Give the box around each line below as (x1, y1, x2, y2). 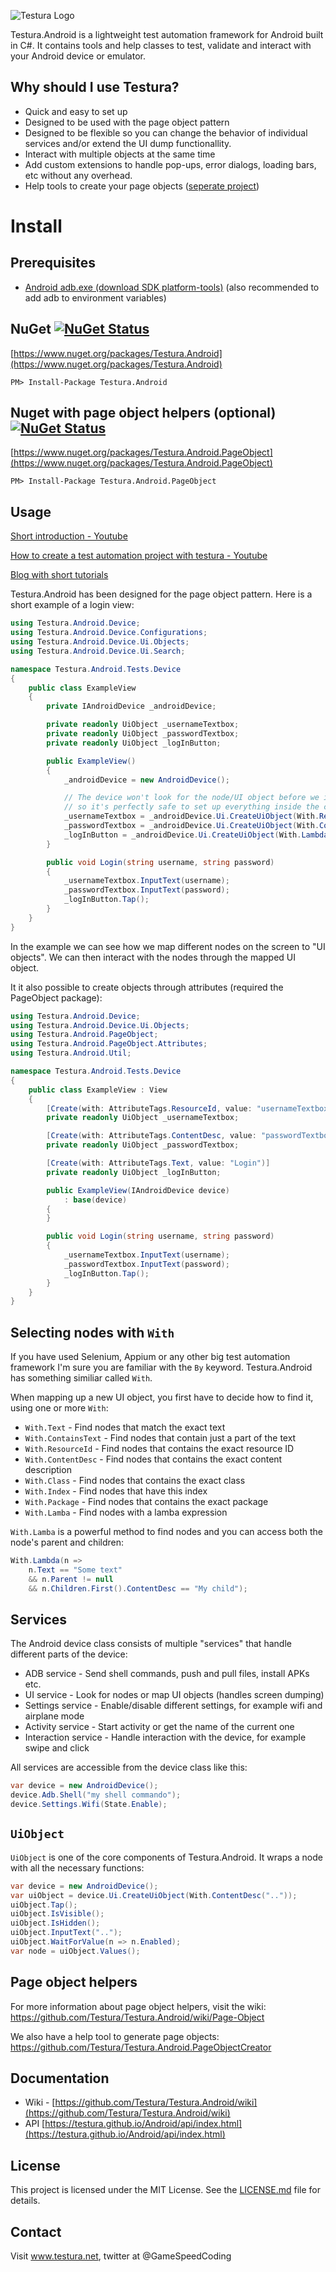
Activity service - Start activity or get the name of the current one (24, 1721, 295, 1733)
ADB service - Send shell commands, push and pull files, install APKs (24, 1668, 310, 1680)
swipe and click (24, 1742, 90, 1754)
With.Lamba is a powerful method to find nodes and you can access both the (10, 1526, 324, 1538)
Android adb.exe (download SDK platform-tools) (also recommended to (24, 281, 320, 293)
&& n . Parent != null (28, 1574, 114, 1584)
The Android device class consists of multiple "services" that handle (10, 1638, 292, 1650)
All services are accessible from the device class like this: (10, 1761, 248, 1774)
